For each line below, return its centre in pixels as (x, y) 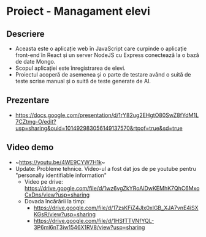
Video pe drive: (44, 181)
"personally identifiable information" (61, 175)
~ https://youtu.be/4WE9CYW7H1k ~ (60, 162)
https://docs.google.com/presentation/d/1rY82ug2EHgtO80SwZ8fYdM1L (107, 115)
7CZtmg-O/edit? (36, 121)
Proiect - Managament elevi (78, 11)
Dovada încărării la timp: (55, 201)
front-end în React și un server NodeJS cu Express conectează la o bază (107, 55)
